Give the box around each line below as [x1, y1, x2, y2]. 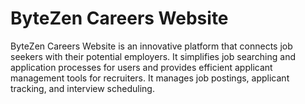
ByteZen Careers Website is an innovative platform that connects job [10, 40, 293, 52]
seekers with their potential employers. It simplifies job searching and [10, 50, 296, 62]
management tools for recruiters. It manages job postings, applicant [10, 72, 290, 84]
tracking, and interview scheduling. [10, 82, 155, 94]
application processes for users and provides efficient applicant [10, 61, 273, 73]
